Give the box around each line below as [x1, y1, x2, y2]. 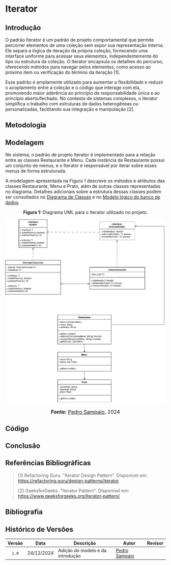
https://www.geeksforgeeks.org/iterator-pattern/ [17, 493, 120, 499]
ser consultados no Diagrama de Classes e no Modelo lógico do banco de [5, 194, 160, 200]
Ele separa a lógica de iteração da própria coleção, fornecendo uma [5, 48, 148, 53]
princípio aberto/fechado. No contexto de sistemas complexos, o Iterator [5, 95, 158, 101]
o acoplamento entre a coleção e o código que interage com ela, [5, 84, 141, 91]
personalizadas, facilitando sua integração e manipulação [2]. [5, 106, 135, 112]
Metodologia [5, 121, 47, 130]
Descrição [73, 540, 96, 546]
